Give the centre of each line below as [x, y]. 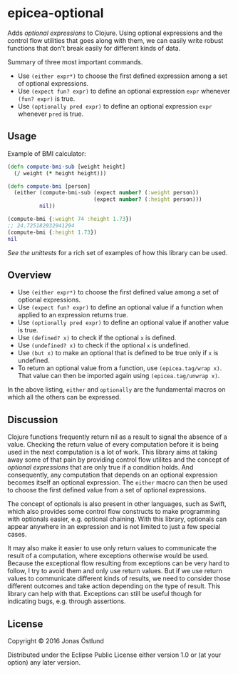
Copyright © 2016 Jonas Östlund [56, 640]
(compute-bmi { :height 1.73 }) [52, 232]
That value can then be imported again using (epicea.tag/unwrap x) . [119, 376]
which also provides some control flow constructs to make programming [114, 512]
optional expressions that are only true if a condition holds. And [100, 467]
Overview [30, 275]
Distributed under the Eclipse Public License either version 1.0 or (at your [114, 655]
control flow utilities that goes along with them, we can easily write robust [115, 40]
